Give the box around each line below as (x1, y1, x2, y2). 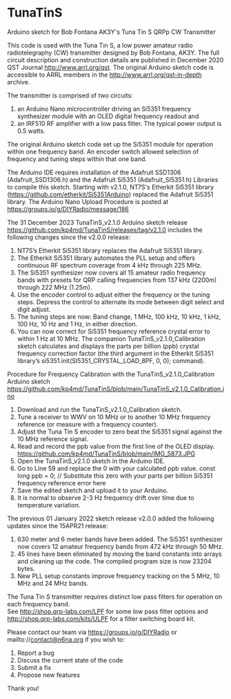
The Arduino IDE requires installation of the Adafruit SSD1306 (7, 168, 181, 176)
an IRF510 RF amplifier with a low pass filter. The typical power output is (17, 119, 222, 127)
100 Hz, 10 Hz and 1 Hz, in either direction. (17, 319, 138, 328)
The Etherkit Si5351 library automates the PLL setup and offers (17, 254, 195, 262)
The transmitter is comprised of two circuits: (7, 91, 133, 100)
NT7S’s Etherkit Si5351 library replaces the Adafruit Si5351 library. (17, 246, 204, 254)
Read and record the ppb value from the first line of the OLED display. (17, 442, 215, 450)
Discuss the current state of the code (17, 655, 123, 664)
